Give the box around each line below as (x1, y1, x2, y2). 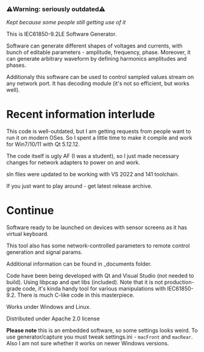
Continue (6, 204, 54, 218)
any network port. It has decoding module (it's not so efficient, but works (6, 80, 190, 87)
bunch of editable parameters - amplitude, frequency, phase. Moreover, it (6, 49, 191, 56)
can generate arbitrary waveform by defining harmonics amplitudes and (6, 55, 187, 63)
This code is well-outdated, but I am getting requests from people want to (6, 128, 191, 135)
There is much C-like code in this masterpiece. (17, 291, 135, 299)
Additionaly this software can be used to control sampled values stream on (6, 74, 194, 81)
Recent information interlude (6, 108, 155, 122)
